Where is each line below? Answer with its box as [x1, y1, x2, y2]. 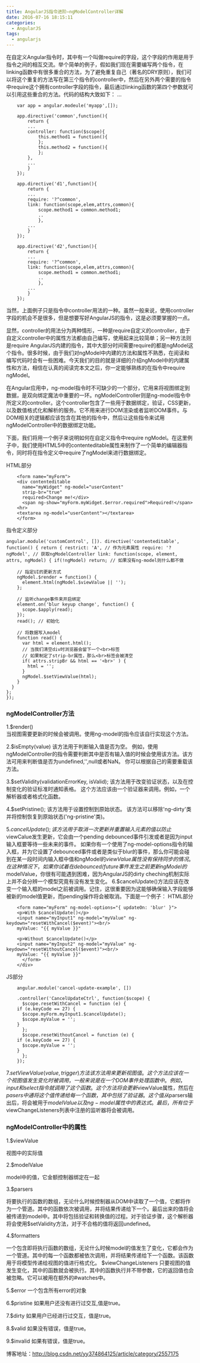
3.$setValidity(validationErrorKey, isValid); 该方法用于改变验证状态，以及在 [6, 778, 189, 785]
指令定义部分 [6, 527, 37, 533]
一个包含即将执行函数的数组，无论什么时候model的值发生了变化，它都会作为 [6, 1244, 193, 1252]
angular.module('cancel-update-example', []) [17, 985, 132, 991]
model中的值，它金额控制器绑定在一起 [6, 1173, 100, 1181]
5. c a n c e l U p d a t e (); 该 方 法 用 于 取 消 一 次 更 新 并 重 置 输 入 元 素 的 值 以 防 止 [6, 826, 171, 833]
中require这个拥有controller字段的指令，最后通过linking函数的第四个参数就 [6, 83, 189, 90]
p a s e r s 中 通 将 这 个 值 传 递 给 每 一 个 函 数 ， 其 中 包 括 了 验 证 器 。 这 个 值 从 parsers [6, 1092, 188, 1099]
